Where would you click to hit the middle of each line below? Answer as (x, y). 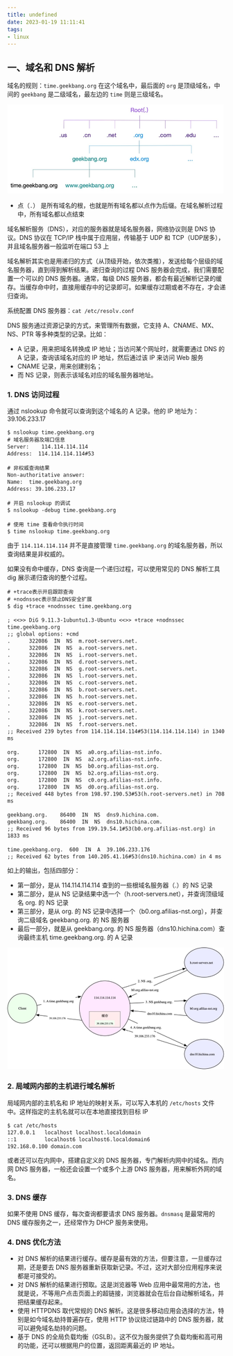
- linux (18, 37)
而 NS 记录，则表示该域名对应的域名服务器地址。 (87, 375)
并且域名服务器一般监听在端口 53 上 (58, 246)
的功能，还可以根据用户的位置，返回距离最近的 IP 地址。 (98, 1346)
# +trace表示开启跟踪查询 (41, 592)
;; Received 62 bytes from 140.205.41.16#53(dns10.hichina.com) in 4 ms (114, 857)
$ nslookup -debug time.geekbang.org (62, 510)
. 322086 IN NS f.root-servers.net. (72, 725)
